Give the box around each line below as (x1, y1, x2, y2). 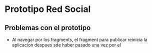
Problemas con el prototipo (4, 23, 91, 32)
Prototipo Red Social (4, 3, 91, 15)
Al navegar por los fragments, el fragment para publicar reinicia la (11, 36, 148, 42)
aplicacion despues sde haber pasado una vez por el (11, 42, 121, 48)
